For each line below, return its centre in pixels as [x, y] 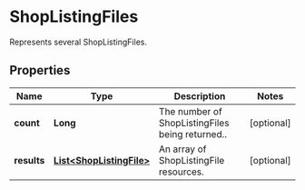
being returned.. [193, 134]
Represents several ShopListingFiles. [79, 42]
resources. [181, 172]
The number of [190, 111]
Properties [40, 70]
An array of [182, 149]
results [30, 160]
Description [200, 95]
